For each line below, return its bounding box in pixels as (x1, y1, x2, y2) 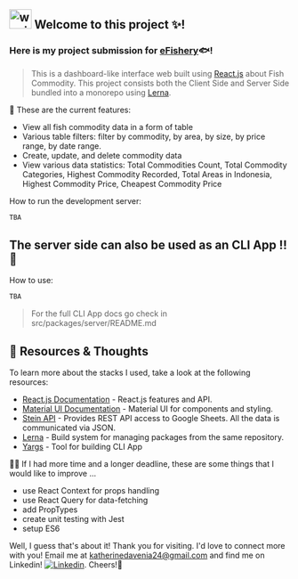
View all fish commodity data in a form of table (21, 121, 194, 132)
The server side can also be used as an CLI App (9, 237, 278, 252)
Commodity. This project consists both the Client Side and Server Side (30, 77, 290, 88)
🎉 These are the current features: (9, 104, 132, 115)
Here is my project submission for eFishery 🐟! (9, 45, 213, 57)
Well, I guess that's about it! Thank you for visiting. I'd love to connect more (9, 541, 286, 551)
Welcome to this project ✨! (34, 17, 186, 32)
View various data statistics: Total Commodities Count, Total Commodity (21, 159, 287, 170)
